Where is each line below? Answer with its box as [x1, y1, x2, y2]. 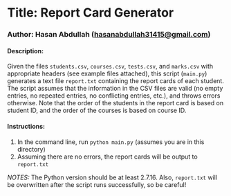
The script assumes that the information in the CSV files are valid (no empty [7, 84, 223, 93]
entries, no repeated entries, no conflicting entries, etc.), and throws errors [7, 91, 221, 100]
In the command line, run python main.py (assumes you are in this [17, 137, 205, 146]
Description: [7, 46, 44, 55]
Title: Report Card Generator [7, 5, 174, 21]
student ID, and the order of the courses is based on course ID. [7, 106, 187, 115]
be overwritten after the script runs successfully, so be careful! [7, 180, 187, 188]
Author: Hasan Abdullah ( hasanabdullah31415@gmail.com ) [7, 30, 211, 39]
